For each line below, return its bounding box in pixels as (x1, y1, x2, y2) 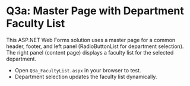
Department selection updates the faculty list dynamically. (14, 73, 157, 80)
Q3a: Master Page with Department (6, 4, 184, 18)
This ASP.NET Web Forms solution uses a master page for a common (6, 36, 176, 43)
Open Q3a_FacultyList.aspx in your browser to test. (14, 66, 141, 74)
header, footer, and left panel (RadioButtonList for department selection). (6, 43, 184, 50)
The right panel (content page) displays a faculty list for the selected (6, 49, 174, 56)
